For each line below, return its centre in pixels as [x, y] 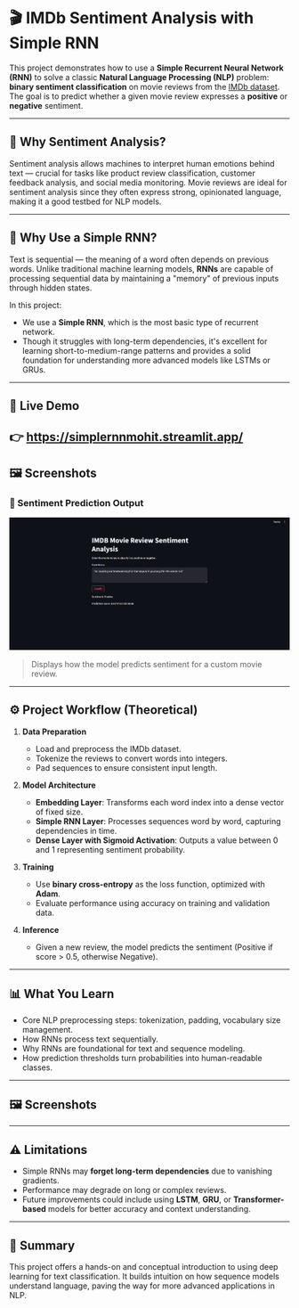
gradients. [40, 1181]
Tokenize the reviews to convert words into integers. [132, 758]
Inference [40, 929]
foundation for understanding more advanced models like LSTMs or [146, 360]
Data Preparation [54, 732]
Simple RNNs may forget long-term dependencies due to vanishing [147, 1171]
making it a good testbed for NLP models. [85, 201]
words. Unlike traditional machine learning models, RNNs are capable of [141, 268]
